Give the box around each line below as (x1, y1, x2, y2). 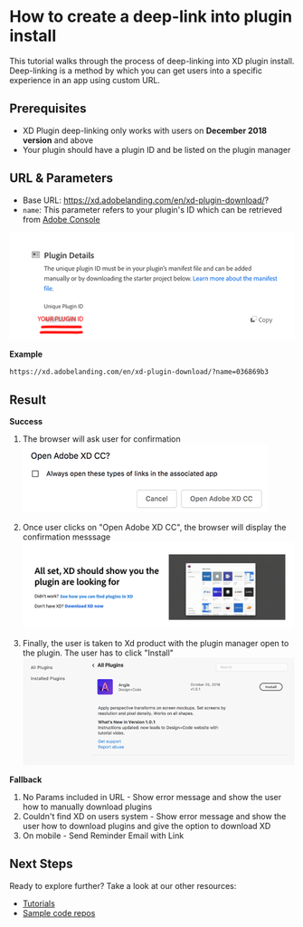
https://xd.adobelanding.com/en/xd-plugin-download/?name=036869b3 (9, 368, 270, 377)
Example (9, 349, 43, 359)
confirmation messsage (22, 531, 111, 542)
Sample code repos (22, 907, 96, 918)
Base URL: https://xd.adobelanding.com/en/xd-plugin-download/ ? (22, 195, 270, 205)
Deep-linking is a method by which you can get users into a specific (9, 65, 262, 76)
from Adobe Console (22, 214, 101, 225)
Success (9, 416, 43, 427)
